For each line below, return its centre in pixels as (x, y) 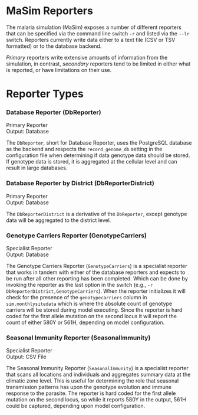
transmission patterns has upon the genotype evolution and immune (89, 387)
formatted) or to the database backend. (54, 46)
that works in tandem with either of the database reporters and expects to (96, 272)
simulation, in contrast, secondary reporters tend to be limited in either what (98, 64)
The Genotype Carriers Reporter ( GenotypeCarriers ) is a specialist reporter (97, 266)
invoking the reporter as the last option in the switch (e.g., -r (80, 285)
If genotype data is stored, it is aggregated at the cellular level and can (92, 162)
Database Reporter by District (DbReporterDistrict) (80, 183)
